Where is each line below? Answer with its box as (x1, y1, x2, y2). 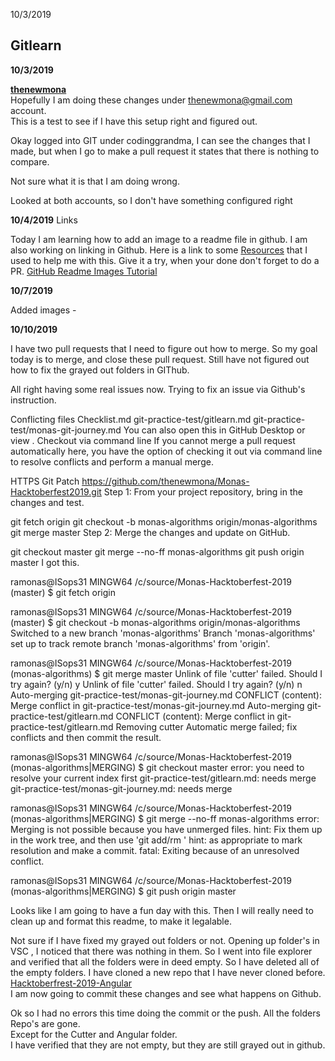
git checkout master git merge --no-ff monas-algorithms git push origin (10, 545, 305, 558)
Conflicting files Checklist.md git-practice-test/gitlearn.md (10, 413, 252, 425)
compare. (10, 155, 50, 168)
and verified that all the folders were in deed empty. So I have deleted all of (10, 955, 320, 968)
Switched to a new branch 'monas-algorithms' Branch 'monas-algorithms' (10, 627, 316, 639)
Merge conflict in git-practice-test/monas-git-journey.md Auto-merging (10, 699, 305, 711)
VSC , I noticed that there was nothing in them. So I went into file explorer (10, 945, 313, 957)
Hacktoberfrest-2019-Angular (10, 977, 133, 989)
